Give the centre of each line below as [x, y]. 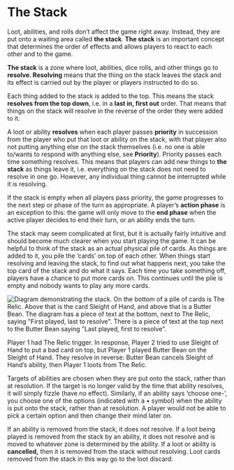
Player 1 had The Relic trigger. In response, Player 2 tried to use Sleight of [113, 342]
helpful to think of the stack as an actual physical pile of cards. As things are [117, 248]
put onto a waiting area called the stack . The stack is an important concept [116, 39]
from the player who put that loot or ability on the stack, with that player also [117, 139]
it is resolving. [27, 184]
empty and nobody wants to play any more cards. [79, 285]
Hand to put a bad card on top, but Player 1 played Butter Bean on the [107, 350]
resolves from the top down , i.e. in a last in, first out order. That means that [117, 103]
